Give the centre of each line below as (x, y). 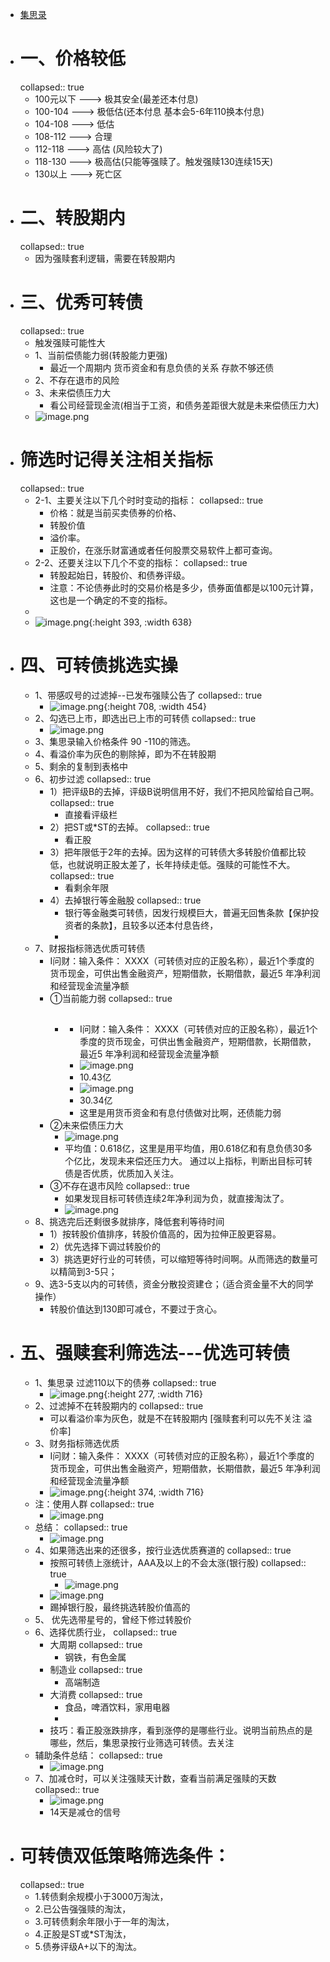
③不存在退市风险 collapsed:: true (119, 1186)
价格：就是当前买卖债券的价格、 (115, 512)
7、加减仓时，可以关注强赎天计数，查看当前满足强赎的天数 (155, 1779)
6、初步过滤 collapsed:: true (93, 779)
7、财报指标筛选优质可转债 (90, 948)
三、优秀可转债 (81, 302)
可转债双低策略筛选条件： (125, 1856)
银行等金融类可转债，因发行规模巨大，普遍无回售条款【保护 (187, 912)
